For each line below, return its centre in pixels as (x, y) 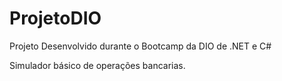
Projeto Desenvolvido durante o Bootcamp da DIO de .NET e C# (140, 46)
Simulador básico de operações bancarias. (97, 65)
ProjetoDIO (55, 18)
